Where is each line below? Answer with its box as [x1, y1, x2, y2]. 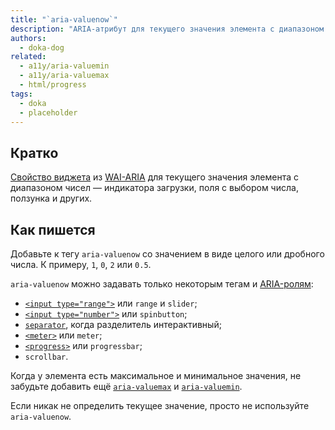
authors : [10, 33, 47, 43]
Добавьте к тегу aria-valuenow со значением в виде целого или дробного [10, 248, 325, 260]
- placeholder [19, 107, 78, 118]
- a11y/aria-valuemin [19, 61, 110, 71]
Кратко [10, 144, 59, 161]
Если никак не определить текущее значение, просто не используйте [10, 400, 310, 411]
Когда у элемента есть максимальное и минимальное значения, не [10, 370, 302, 381]
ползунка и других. [10, 192, 93, 205]
